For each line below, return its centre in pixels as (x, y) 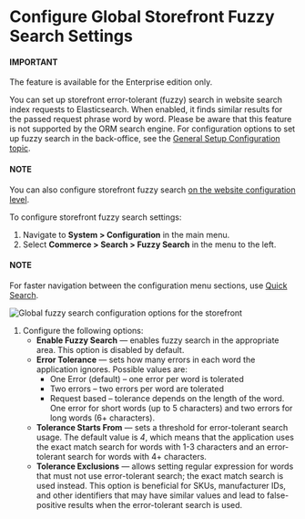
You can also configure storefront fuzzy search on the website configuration (152, 190)
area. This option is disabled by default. (110, 349)
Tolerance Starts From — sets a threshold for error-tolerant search (162, 427)
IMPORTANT (34, 62)
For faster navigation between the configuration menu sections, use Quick (148, 285)
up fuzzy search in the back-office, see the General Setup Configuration (145, 139)
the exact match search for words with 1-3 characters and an (151, 446)
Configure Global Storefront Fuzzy (142, 17)
